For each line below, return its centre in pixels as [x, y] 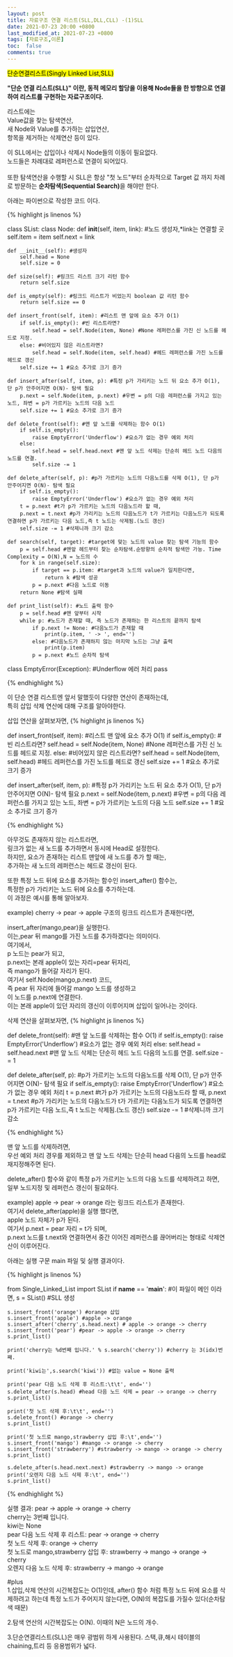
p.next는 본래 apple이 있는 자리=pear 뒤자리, [69, 962]
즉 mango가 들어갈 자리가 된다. [49, 971]
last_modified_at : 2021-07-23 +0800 [60, 33]
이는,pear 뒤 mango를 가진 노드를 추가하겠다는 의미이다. [84, 936]
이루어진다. [35, 1246]
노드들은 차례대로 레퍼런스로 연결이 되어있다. [68, 161]
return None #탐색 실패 [51, 592]
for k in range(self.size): [60, 563]
